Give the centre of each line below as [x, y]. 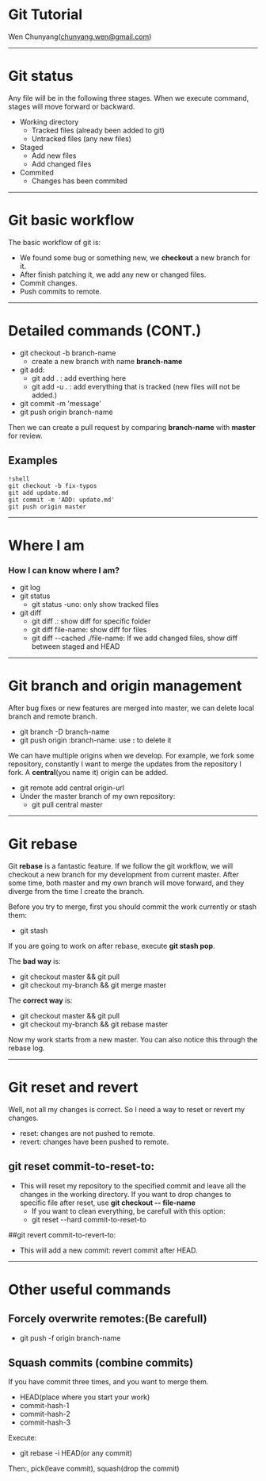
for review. [25, 435]
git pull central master [67, 804]
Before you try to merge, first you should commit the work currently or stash [133, 907]
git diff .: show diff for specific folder [91, 621]
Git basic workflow [71, 221]
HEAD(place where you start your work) [85, 1397]
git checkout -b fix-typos [53, 485]
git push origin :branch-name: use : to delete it [95, 740]
